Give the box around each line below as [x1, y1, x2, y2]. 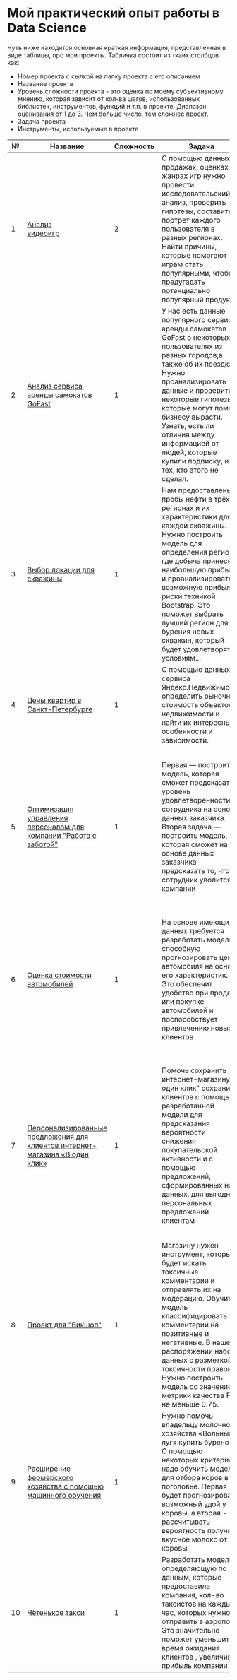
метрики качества [161, 1390, 225, 1400]
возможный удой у [161, 1499, 227, 1509]
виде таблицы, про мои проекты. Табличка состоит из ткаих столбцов [7, 51, 219, 59]
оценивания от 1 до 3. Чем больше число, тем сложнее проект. [17, 110, 209, 118]
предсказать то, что [161, 865, 231, 875]
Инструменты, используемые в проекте [17, 124, 139, 133]
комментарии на [161, 1320, 219, 1330]
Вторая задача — [161, 822, 221, 832]
